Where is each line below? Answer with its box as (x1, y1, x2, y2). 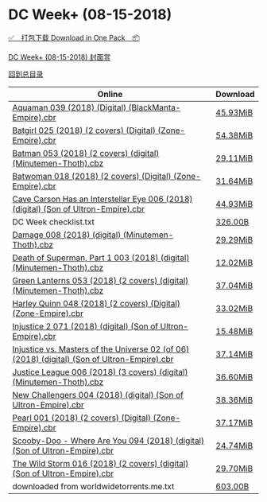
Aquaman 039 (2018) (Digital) (12, 102, 127, 113)
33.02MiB (215, 302, 253, 313)
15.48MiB (215, 325, 253, 337)
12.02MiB (215, 257, 253, 268)
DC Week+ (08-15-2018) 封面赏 (8, 52, 111, 61)
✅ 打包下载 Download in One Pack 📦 (8, 33, 141, 42)
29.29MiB (215, 234, 253, 245)
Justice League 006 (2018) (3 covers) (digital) (12, 366, 188, 377)
